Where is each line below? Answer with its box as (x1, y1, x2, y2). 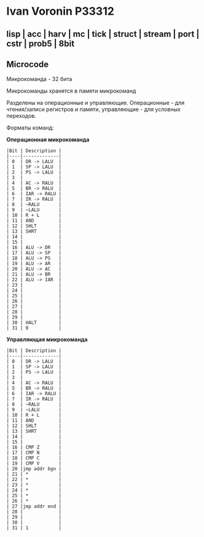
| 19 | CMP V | (6, 460, 62, 467)
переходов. (6, 112, 37, 120)
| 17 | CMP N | (6, 450, 62, 456)
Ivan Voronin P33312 (6, 4, 115, 18)
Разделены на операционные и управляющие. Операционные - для (6, 99, 185, 107)
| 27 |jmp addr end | (6, 503, 62, 510)
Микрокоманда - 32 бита (6, 75, 73, 83)
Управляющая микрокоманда (6, 336, 88, 343)
